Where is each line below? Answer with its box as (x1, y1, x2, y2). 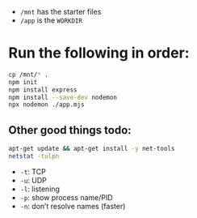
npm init (8, 78, 38, 86)
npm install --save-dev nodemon (8, 93, 117, 101)
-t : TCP (19, 166, 46, 177)
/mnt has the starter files (19, 7, 102, 16)
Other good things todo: (8, 123, 132, 137)
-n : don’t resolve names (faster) (19, 201, 126, 211)
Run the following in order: (8, 44, 190, 62)
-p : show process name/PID (19, 192, 113, 202)
